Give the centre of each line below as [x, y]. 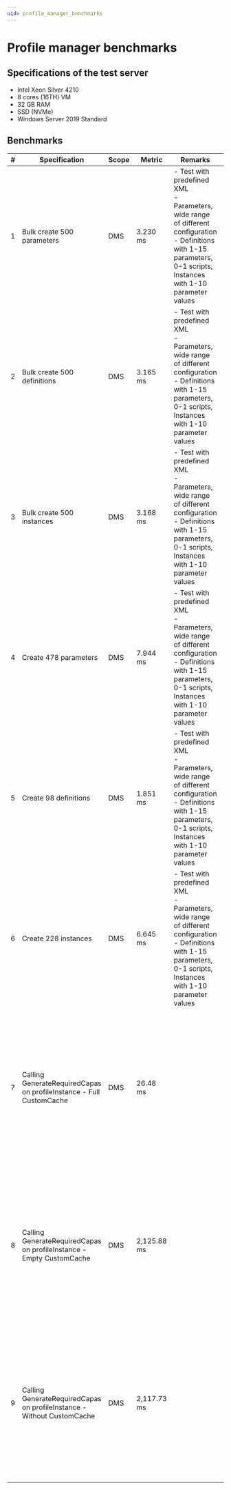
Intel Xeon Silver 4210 [48, 90]
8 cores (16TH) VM [44, 97]
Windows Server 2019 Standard [62, 119]
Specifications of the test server [78, 73]
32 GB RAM [33, 104]
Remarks [196, 160]
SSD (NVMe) [35, 112]
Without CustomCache [58, 1416]
